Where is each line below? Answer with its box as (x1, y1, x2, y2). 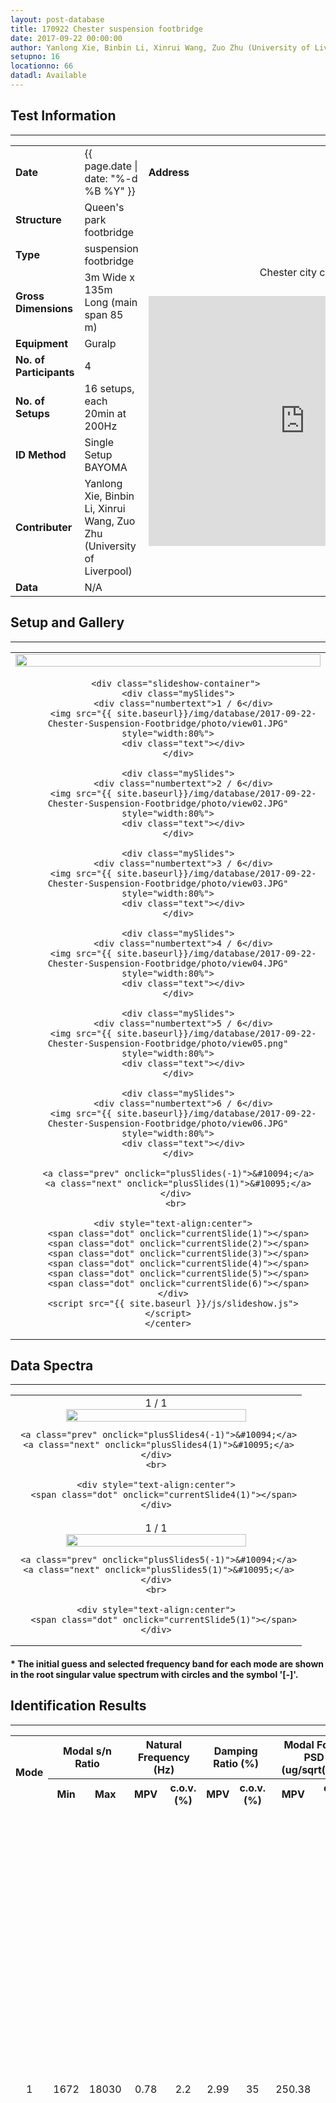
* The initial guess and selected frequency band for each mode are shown (10, 1657, 325, 1670)
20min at (84, 406, 127, 420)
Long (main (84, 295, 138, 309)
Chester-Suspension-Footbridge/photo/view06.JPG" (47, 1117, 289, 1129)
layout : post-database (10, 14, 105, 25)
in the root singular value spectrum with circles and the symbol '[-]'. (10, 1668, 299, 1680)
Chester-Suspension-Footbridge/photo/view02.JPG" (47, 797, 289, 809)
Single (84, 435, 115, 449)
